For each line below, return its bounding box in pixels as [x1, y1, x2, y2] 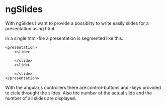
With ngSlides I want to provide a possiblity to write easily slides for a [5, 20, 149, 26]
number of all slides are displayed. [5, 95, 76, 101]
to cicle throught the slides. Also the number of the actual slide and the [5, 89, 152, 96]
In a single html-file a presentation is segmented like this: [5, 35, 123, 41]
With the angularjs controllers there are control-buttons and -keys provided [5, 84, 161, 90]
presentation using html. [5, 25, 56, 31]
